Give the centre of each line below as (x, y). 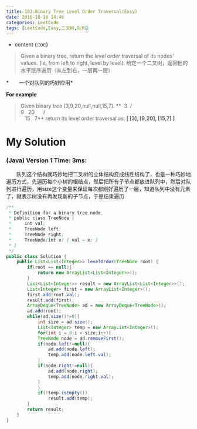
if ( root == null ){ (50, 267)
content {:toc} (31, 45)
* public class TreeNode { (42, 218)
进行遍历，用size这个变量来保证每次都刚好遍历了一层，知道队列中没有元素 (101, 189)
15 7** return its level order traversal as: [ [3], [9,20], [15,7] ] (100, 119)
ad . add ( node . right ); (73, 371)
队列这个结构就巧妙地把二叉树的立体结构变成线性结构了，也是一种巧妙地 (103, 174)
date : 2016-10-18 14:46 (35, 17)
